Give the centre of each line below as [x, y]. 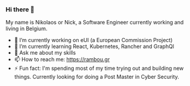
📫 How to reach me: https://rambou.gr [62, 59]
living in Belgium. [27, 28]
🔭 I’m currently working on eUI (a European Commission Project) [94, 40]
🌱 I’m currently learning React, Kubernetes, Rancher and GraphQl [94, 46]
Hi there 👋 [20, 9]
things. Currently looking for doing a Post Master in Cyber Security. [96, 77]
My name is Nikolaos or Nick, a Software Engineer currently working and [95, 23]
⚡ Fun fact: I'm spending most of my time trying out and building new [99, 68]
